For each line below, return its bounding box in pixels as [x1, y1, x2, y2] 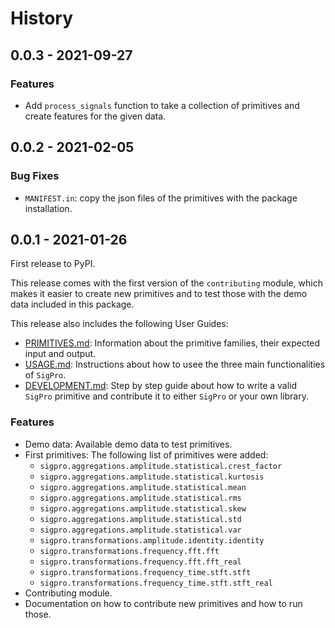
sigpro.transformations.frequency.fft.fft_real [39, 557, 242, 567]
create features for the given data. [24, 110, 167, 122]
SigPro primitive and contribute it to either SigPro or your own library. [24, 390, 309, 402]
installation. [24, 202, 73, 214]
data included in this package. [10, 298, 135, 311]
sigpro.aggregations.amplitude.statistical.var [39, 525, 242, 535]
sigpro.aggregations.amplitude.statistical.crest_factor [39, 461, 283, 471]
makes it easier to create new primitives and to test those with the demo [10, 288, 308, 300]
